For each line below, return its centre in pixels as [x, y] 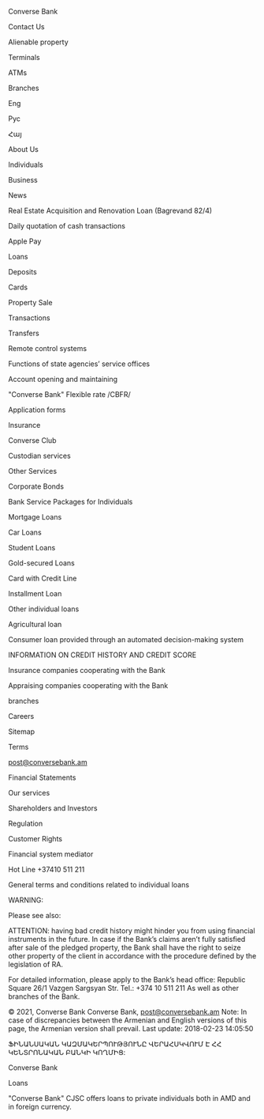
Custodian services [39, 456]
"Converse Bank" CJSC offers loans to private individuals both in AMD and [129, 1098]
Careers [21, 716]
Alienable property [38, 42]
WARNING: [26, 900]
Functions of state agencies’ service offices [79, 364]
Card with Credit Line [43, 578]
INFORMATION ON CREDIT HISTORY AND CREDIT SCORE [102, 655]
